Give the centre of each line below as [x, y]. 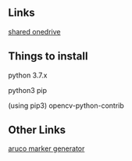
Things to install [48, 57]
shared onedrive [34, 31]
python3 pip [28, 90]
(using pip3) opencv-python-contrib [66, 106]
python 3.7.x [28, 75]
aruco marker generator [46, 148]
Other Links [37, 130]
